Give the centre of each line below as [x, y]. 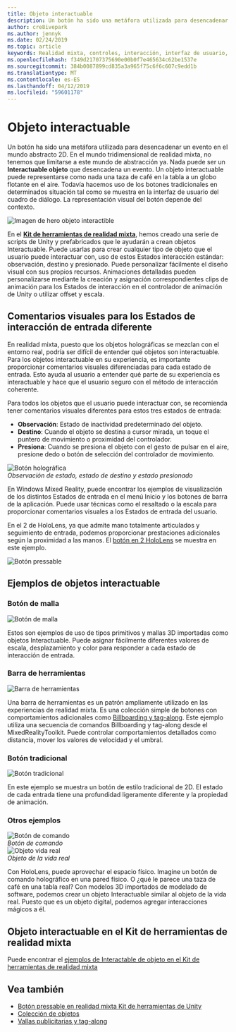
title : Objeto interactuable [50, 14]
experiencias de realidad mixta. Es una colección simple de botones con [112, 710]
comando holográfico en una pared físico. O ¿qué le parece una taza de [112, 880]
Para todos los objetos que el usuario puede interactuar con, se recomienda [117, 403]
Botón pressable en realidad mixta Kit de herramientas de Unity [110, 1007]
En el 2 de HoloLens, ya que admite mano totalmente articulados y [104, 525]
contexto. [21, 207]
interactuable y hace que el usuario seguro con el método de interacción [113, 382]
